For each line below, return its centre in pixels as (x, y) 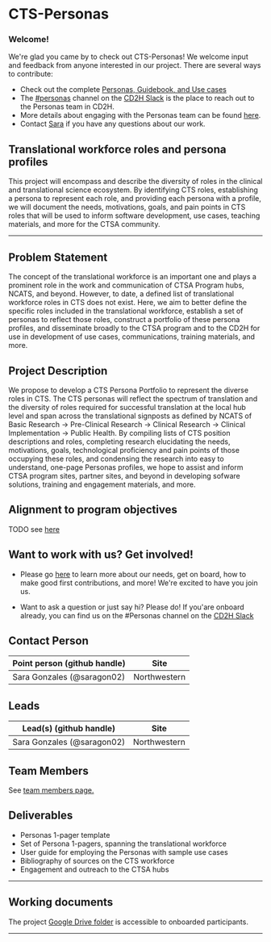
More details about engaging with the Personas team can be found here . (140, 115)
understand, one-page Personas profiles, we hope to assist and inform (126, 467)
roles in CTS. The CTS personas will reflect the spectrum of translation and (133, 398)
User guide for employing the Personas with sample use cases (124, 852)
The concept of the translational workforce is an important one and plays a (132, 277)
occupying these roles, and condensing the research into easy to (116, 458)
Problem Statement (58, 257)
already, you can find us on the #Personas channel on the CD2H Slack (137, 615)
